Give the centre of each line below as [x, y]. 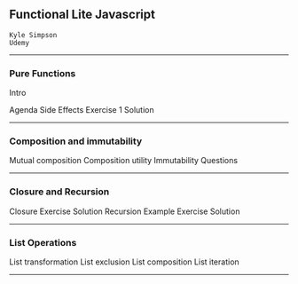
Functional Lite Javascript [82, 15]
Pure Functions [43, 73]
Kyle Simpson [33, 35]
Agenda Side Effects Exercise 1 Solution [82, 110]
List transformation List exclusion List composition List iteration [124, 262]
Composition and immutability [76, 141]
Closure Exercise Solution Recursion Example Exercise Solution [125, 211]
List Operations [43, 242]
